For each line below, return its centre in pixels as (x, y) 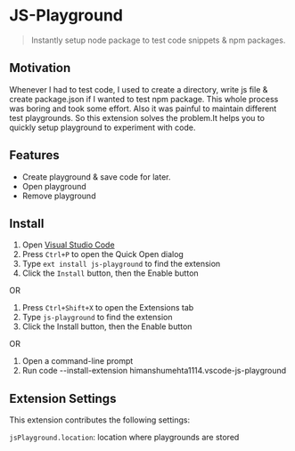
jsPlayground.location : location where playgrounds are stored (124, 438)
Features (34, 155)
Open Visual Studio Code (68, 245)
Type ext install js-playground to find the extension (121, 264)
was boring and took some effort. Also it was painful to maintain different (143, 109)
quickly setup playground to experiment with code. (102, 127)
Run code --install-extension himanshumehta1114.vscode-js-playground (154, 371)
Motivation (40, 68)
